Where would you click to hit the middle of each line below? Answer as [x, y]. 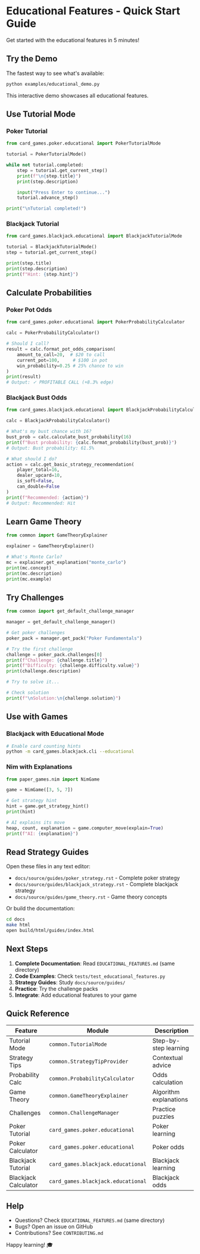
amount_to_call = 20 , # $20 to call [61, 355]
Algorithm [166, 1092]
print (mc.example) [29, 579]
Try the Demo [32, 59]
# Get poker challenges [36, 633]
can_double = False [38, 486]
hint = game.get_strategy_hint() [48, 806]
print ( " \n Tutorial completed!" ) [46, 209]
